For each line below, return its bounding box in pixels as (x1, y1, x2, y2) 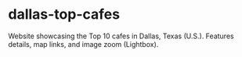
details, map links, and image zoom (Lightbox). (8, 39, 159, 48)
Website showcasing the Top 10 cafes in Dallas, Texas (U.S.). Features (8, 31, 234, 41)
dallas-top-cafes (8, 5, 120, 23)
